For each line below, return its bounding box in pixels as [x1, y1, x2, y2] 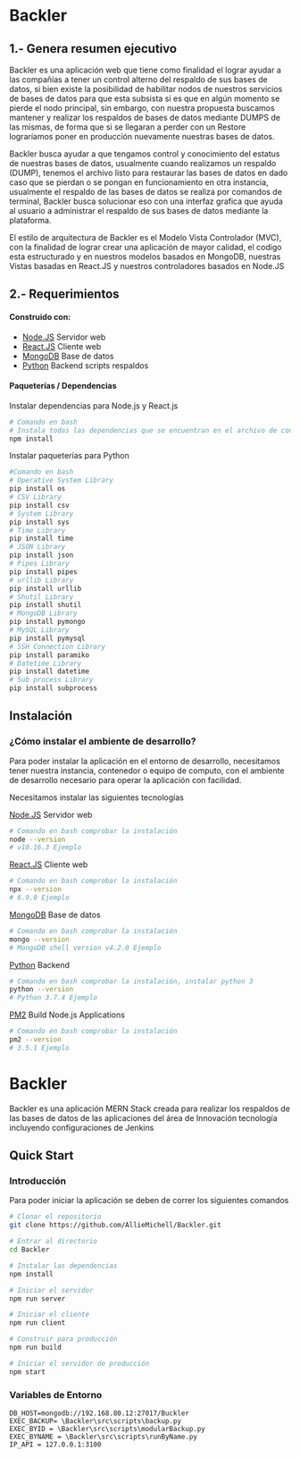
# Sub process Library [9, 676, 94, 685]
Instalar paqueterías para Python [9, 451, 129, 461]
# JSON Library [9, 543, 66, 552]
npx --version [9, 885, 62, 894]
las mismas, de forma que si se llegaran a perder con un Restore [9, 122, 246, 132]
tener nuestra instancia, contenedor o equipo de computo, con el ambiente [9, 765, 285, 776]
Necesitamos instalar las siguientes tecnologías [9, 792, 185, 803]
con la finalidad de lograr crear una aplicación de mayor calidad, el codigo [9, 242, 282, 252]
